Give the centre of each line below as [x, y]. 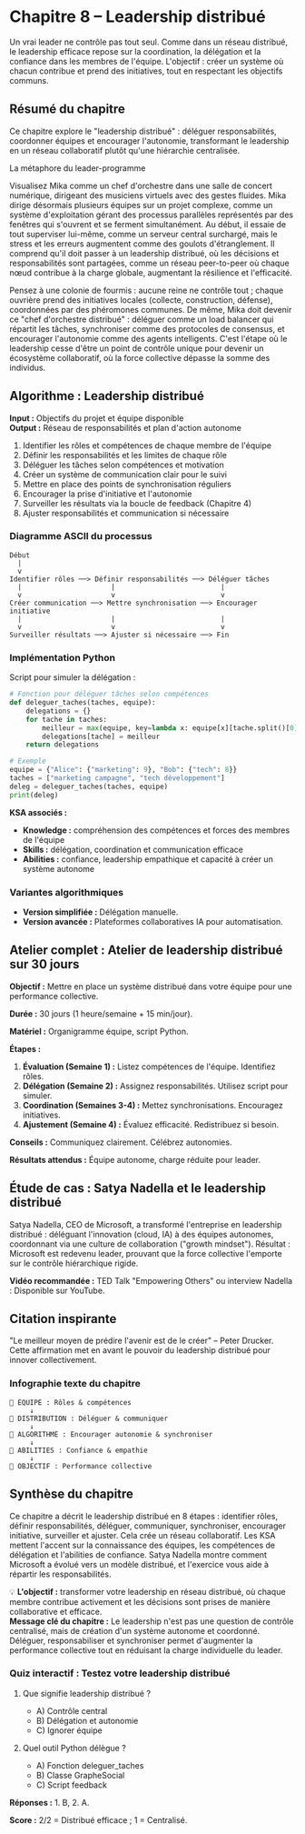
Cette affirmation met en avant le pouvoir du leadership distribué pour [140, 1350]
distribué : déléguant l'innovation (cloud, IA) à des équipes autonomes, [142, 1234]
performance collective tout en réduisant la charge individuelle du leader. [146, 1650]
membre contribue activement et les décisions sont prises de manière [140, 1601]
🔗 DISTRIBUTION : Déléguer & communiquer [89, 1418]
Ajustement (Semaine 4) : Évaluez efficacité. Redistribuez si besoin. [151, 1124]
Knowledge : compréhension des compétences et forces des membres [156, 830]
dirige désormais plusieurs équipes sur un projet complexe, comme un [141, 205]
